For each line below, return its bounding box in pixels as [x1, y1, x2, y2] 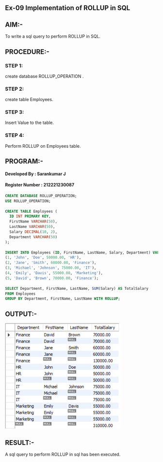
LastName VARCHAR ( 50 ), [9, 224, 55, 229]
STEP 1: [5, 62, 23, 69]
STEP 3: [5, 109, 24, 116]
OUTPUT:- [5, 310, 37, 318]
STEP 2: [5, 85, 24, 92]
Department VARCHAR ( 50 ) [9, 234, 57, 240]
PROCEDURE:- [5, 47, 49, 56]
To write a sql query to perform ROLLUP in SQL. [5, 34, 101, 40]
